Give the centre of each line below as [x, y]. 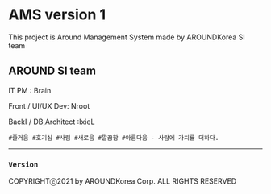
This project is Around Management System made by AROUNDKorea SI [127, 37]
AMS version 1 [57, 15]
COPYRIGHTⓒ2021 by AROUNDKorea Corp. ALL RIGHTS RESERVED [123, 181]
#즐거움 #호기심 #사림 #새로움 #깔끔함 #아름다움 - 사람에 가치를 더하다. [114, 138]
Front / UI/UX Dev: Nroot [49, 105]
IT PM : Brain [30, 90]
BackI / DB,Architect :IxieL [52, 122]
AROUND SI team [52, 71]
